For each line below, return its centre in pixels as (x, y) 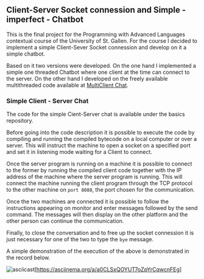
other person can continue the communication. (65, 221)
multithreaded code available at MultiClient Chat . (68, 85)
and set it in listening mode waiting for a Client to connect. (79, 152)
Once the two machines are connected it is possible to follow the (88, 201)
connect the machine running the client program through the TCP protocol (100, 183)
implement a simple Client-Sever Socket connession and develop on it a (97, 47)
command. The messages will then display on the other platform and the (97, 215)
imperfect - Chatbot (45, 20)
